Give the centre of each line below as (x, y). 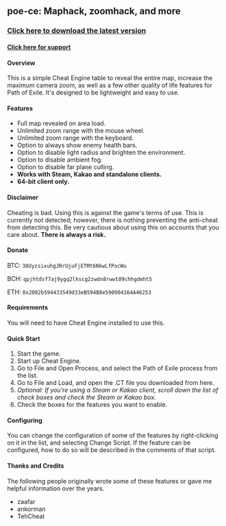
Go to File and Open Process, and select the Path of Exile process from (117, 368)
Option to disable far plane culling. (65, 167)
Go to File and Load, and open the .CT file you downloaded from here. (115, 383)
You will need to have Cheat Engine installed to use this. (86, 323)
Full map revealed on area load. (61, 123)
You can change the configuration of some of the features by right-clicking (113, 436)
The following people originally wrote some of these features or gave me (110, 481)
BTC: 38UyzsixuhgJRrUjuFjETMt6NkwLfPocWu (67, 265)
